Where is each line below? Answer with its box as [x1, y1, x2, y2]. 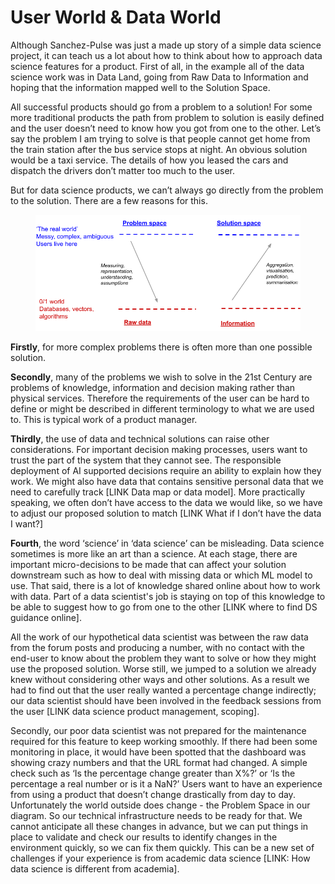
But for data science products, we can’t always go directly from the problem [10, 184, 324, 196]
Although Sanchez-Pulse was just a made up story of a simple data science [10, 39, 322, 51]
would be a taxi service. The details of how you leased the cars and [10, 154, 289, 166]
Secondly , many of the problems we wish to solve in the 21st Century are [10, 371, 313, 383]
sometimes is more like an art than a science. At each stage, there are [10, 548, 298, 560]
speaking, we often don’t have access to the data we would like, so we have [10, 497, 323, 509]
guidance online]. [10, 612, 82, 624]
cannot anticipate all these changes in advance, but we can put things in [10, 821, 309, 833]
